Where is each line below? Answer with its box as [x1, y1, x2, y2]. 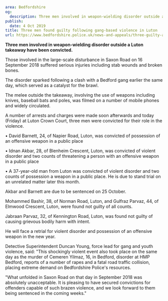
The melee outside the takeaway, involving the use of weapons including [5, 92, 155, 98]
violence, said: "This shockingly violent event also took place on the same [5, 248, 157, 255]
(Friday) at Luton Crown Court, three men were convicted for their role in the [5, 118, 162, 124]
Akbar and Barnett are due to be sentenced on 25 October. [5, 188, 126, 195]
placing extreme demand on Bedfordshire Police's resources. [5, 264, 131, 270]
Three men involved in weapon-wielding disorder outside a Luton [5, 42, 143, 48]
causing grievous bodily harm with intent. [5, 218, 90, 225]
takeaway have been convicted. [5, 47, 73, 53]
